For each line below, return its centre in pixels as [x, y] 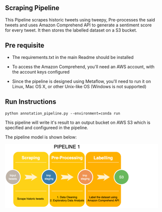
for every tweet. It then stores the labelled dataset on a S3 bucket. [71, 30]
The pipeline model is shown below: [41, 137]
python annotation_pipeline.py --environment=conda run [63, 114]
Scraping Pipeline [32, 8]
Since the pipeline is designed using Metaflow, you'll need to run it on [81, 81]
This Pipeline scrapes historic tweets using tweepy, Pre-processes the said [80, 19]
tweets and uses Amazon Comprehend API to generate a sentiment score [78, 25]
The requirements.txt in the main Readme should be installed [73, 57]
